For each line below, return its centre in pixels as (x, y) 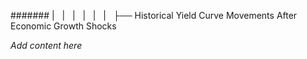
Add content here (46, 45)
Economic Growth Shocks (63, 26)
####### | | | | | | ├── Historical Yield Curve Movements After (154, 15)
